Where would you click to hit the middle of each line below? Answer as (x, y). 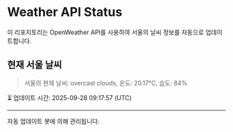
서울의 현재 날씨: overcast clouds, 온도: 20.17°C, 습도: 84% (106, 83)
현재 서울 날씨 (35, 65)
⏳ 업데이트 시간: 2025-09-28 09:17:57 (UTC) (69, 97)
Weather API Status (65, 12)
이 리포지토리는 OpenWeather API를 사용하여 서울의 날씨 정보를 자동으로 (106, 32)
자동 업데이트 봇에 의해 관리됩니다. (53, 121)
